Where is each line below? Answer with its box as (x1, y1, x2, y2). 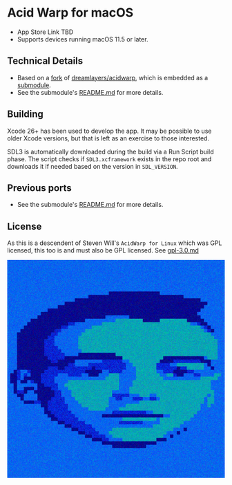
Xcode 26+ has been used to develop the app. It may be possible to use (7, 127, 212, 135)
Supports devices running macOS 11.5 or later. (17, 35, 148, 43)
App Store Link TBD (17, 28, 74, 36)
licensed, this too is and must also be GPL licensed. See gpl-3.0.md (7, 246, 199, 255)
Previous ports (7, 182, 72, 194)
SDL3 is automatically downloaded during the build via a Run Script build (7, 147, 214, 156)
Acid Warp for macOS (7, 5, 134, 21)
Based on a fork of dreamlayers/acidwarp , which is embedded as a (17, 73, 209, 82)
